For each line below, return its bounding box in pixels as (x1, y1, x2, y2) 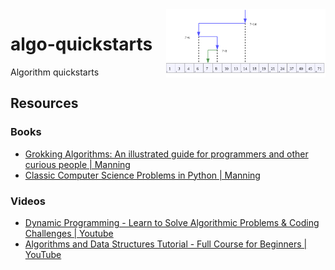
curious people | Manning (24, 158, 131, 170)
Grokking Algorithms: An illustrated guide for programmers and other (24, 148, 309, 160)
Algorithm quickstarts (10, 66, 100, 78)
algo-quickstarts (10, 33, 153, 56)
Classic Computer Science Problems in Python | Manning (24, 169, 261, 181)
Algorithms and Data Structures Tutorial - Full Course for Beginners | (24, 238, 308, 250)
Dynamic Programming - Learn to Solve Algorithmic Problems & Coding (24, 216, 320, 228)
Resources (10, 95, 79, 112)
